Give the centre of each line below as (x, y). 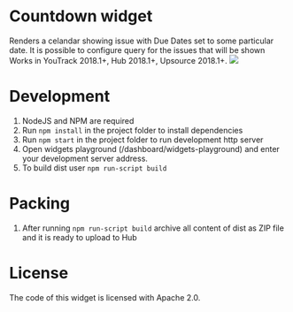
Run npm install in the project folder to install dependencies (132, 130)
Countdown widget (81, 16)
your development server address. (85, 158)
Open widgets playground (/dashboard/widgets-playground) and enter (151, 148)
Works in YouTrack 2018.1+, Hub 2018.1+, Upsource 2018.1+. (118, 60)
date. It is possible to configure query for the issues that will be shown (137, 49)
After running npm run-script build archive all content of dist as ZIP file (153, 228)
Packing (40, 204)
